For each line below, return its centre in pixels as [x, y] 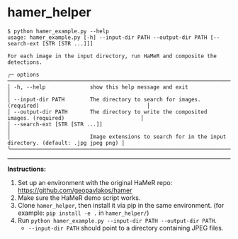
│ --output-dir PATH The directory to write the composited [107, 112]
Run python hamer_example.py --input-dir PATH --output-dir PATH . [117, 220]
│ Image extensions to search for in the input [117, 137]
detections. [25, 62]
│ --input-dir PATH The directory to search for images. [104, 99]
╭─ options [23, 74]
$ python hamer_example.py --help [58, 31]
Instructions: [27, 169]
